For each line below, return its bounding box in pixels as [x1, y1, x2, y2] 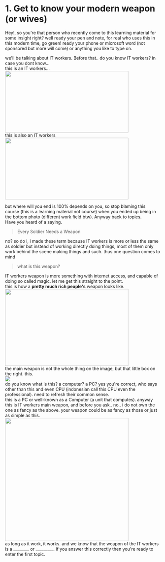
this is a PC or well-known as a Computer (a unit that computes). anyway [5, 397, 153, 402]
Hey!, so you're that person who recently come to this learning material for [5, 30, 157, 35]
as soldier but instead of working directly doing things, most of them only [5, 243, 154, 249]
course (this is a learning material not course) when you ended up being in [5, 208, 156, 214]
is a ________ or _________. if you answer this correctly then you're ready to [5, 546, 154, 552]
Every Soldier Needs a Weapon [17, 229, 81, 234]
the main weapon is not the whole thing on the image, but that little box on [5, 365, 156, 371]
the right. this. [5, 370, 33, 377]
